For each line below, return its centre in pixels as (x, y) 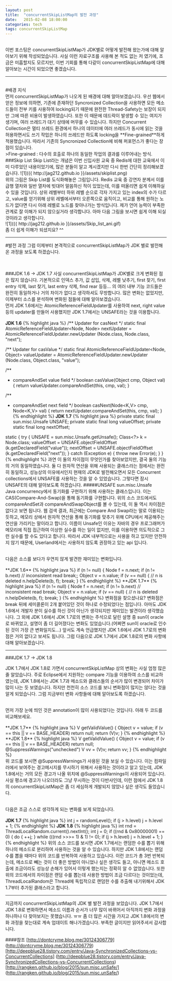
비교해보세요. (18, 716)
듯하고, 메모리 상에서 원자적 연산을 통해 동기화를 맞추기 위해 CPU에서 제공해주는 (85, 517)
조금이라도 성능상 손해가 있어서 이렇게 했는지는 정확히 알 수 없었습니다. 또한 (90, 868)
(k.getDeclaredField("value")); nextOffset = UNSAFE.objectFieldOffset (79, 448)
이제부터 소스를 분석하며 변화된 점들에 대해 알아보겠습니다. (63, 299)
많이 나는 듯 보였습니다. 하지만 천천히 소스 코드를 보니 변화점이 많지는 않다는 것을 (86, 688)
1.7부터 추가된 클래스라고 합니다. (38, 888)
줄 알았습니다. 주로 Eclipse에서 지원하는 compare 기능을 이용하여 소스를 (78, 675)
